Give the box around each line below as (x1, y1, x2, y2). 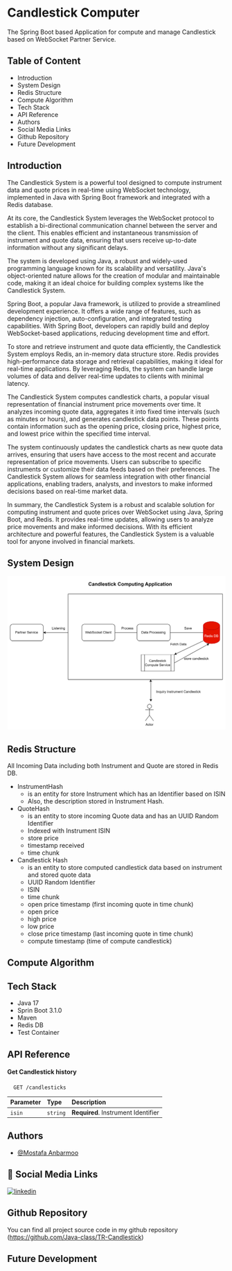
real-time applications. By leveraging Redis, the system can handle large (7, 364, 213, 373)
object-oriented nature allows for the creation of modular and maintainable (7, 272, 220, 280)
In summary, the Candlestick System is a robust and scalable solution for (7, 500, 215, 508)
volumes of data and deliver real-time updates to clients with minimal (7, 372, 204, 380)
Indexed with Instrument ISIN (27, 826, 111, 835)
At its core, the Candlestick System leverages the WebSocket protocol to (7, 213, 215, 222)
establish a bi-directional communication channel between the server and (7, 221, 217, 229)
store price (27, 834, 59, 842)
